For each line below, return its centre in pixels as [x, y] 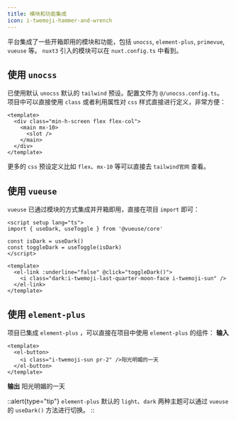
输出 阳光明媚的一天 [36, 386]
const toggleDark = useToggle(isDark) [64, 248]
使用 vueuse [32, 191]
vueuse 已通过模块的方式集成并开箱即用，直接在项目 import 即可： [103, 209]
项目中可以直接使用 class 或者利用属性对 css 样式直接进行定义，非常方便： [117, 102]
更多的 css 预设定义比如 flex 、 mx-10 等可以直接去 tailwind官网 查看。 [109, 166]
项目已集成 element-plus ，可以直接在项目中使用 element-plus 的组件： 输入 [118, 333]
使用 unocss [32, 75]
